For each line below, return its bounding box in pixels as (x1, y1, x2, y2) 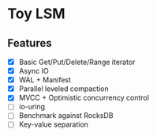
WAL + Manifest (18, 75, 72, 85)
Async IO (18, 67, 49, 76)
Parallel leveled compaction (18, 84, 109, 93)
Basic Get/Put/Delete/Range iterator (18, 57, 136, 67)
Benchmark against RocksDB (18, 111, 114, 120)
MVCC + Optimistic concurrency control (18, 93, 149, 103)
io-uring (18, 102, 45, 112)
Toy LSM (7, 5, 65, 23)
